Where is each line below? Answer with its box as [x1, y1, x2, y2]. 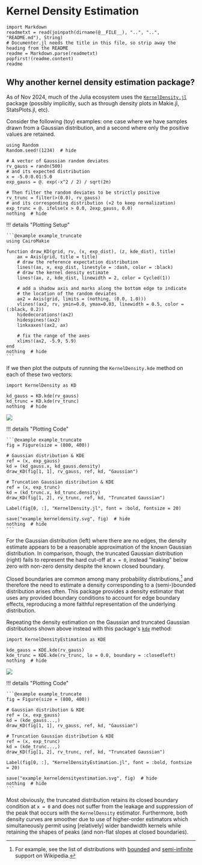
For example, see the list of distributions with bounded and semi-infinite [14, 846, 194, 853]
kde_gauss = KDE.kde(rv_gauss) [6, 647, 85, 653]
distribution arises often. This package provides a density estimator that [6, 588, 185, 595]
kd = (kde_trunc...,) [6, 744, 61, 750]
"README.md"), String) [6, 34, 63, 40]
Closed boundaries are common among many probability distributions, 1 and [6, 574, 194, 582]
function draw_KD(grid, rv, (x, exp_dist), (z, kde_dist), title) [6, 248, 176, 254]
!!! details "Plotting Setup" [6, 221, 70, 228]
